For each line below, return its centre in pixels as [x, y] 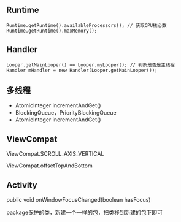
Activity [22, 185]
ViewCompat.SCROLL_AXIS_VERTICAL [55, 154]
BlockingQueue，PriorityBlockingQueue [66, 113]
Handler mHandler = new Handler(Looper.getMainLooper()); [82, 70]
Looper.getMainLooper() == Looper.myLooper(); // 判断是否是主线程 [90, 65]
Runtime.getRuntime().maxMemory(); [52, 31]
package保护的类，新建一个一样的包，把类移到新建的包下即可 [84, 212]
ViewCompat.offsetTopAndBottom [50, 166]
